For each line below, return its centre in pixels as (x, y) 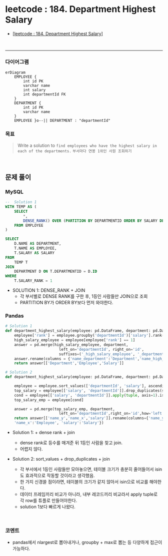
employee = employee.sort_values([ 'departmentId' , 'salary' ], (80, 386)
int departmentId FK (44, 94)
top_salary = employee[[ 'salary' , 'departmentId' (67, 391)
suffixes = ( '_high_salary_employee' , (97, 354)
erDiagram (15, 73)
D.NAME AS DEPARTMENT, (38, 244)
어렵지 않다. (31, 449)
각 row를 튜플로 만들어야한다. (48, 501)
